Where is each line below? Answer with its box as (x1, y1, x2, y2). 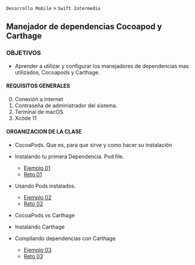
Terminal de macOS (14, 108, 64, 115)
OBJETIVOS (6, 49, 42, 57)
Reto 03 (23, 252, 43, 260)
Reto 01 (23, 171, 42, 178)
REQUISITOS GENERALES (6, 82, 70, 89)
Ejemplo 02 (23, 194, 52, 201)
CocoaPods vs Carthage (14, 212, 76, 219)
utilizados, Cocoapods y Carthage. (14, 68, 100, 76)
